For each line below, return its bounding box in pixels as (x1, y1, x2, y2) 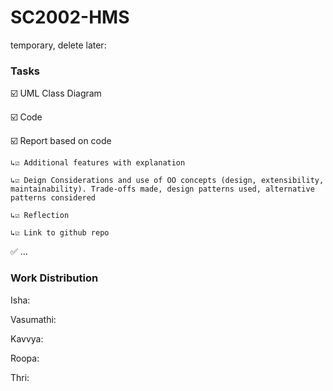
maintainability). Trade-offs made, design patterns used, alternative (10, 184, 315, 195)
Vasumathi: (10, 313, 57, 325)
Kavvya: (10, 332, 44, 345)
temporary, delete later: (10, 39, 107, 51)
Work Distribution (10, 271, 99, 285)
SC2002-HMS (10, 6, 130, 29)
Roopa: (10, 352, 40, 364)
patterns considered (10, 193, 97, 203)
